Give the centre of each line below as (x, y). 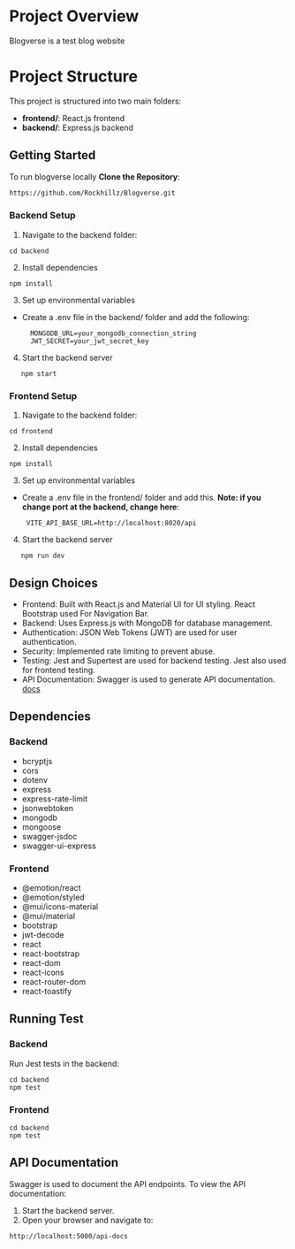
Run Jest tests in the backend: (64, 1063)
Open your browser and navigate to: (87, 1220)
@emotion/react (51, 887)
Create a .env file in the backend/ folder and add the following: (136, 317)
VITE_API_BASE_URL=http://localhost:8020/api (111, 524)
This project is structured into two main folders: (95, 101)
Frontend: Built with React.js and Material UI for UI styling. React (139, 604)
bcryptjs (37, 761)
